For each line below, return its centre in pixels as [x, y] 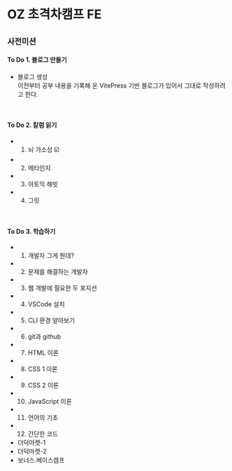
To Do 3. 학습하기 [31, 231]
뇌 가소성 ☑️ [43, 149]
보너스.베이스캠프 [41, 460]
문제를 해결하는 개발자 [58, 272]
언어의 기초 [43, 418]
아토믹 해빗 [43, 184]
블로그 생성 [32, 76]
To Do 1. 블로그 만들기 [37, 60]
